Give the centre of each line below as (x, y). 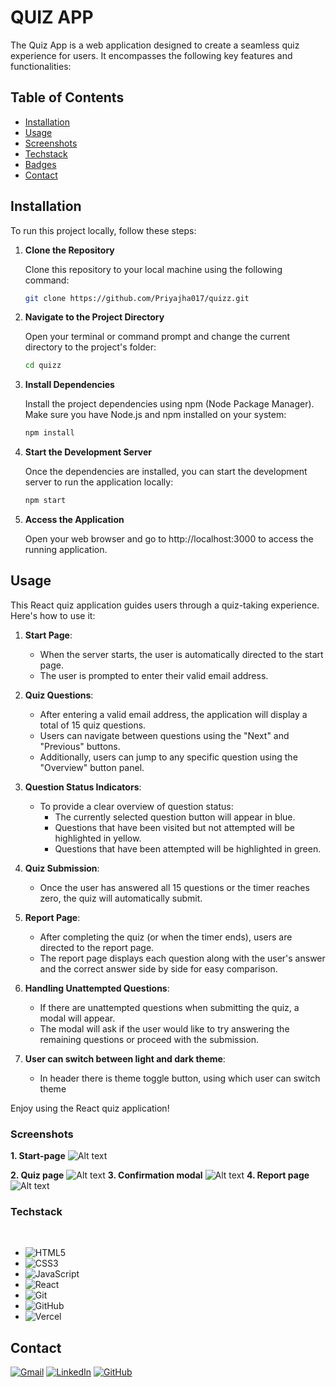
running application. (66, 550)
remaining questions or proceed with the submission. (149, 1039)
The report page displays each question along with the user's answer (182, 958)
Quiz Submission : (62, 868)
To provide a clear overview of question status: (136, 806)
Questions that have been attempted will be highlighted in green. (188, 848)
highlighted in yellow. (98, 838)
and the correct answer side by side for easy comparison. (158, 968)
